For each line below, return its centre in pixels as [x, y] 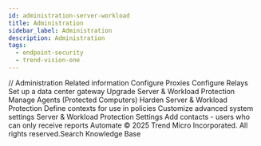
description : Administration [57, 38]
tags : [17, 45]
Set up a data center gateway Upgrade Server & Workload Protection [122, 91]
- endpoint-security [49, 53]
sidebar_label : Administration [60, 30]
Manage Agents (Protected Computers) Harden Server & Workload [118, 100]
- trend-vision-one [48, 61]
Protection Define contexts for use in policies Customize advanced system [131, 108]
